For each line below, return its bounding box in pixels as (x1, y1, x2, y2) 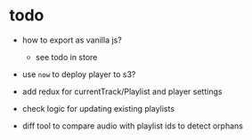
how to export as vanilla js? (21, 35, 122, 45)
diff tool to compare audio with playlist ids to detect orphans (21, 121, 243, 131)
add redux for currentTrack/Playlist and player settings (21, 86, 223, 97)
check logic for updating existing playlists (21, 103, 175, 113)
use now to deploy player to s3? (21, 68, 136, 80)
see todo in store (35, 51, 98, 62)
